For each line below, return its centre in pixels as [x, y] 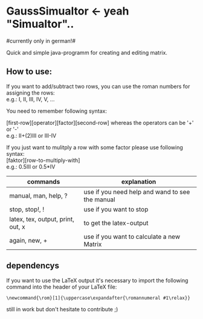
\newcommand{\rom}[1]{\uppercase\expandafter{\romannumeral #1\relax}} [98, 298]
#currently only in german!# [41, 41]
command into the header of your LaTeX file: [62, 287]
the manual [100, 200]
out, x [17, 227]
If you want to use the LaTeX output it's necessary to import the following [97, 280]
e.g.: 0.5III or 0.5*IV [31, 166]
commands [43, 181]
